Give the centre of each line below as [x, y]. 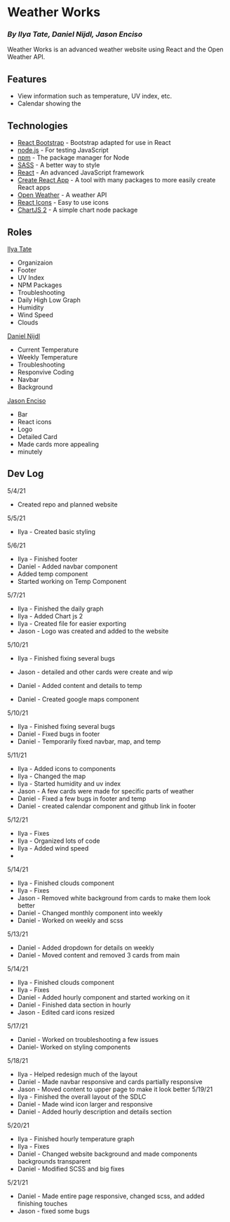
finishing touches [42, 1203]
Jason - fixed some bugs [53, 1211]
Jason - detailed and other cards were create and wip [95, 672]
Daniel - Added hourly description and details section [94, 1112]
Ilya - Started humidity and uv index [69, 783]
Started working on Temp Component [72, 581]
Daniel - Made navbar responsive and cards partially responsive [110, 1081]
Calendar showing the [49, 103]
